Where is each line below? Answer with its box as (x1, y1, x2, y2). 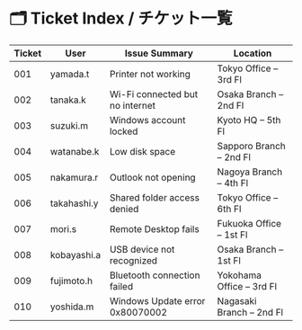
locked (109, 125, 138, 138)
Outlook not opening (109, 171, 196, 183)
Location (233, 47, 272, 59)
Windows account (109, 113, 186, 126)
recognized (109, 254, 158, 266)
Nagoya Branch (217, 165, 283, 178)
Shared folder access (109, 191, 200, 203)
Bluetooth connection (109, 269, 200, 281)
